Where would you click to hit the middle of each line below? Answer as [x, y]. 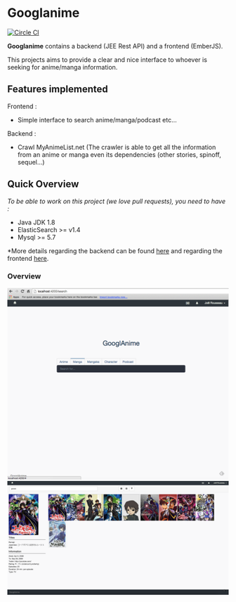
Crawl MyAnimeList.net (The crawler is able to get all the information [117, 147]
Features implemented [58, 89]
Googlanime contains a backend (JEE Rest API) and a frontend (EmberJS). [115, 46]
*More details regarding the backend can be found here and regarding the [115, 250]
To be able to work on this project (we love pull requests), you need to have [117, 201]
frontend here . [28, 258]
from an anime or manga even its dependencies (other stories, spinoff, [119, 154]
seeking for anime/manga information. [63, 67]
